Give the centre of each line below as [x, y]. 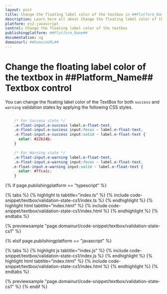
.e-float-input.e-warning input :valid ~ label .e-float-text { [77, 167]
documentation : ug [24, 38]
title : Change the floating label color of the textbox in [68, 14]
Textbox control [39, 88]
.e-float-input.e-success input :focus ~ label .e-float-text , [79, 130]
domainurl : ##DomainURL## [32, 42]
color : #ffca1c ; [35, 171]
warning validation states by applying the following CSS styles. [69, 107]
